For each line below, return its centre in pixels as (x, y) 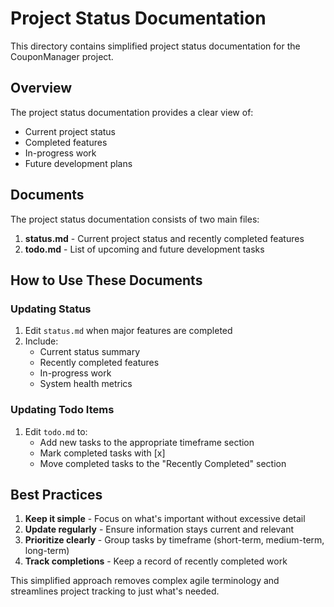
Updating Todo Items (62, 410)
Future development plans (78, 163)
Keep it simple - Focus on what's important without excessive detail (165, 519)
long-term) (47, 551)
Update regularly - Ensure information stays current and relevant (159, 529)
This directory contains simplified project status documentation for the (155, 46)
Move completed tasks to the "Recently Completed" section (163, 463)
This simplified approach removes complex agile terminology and (145, 581)
